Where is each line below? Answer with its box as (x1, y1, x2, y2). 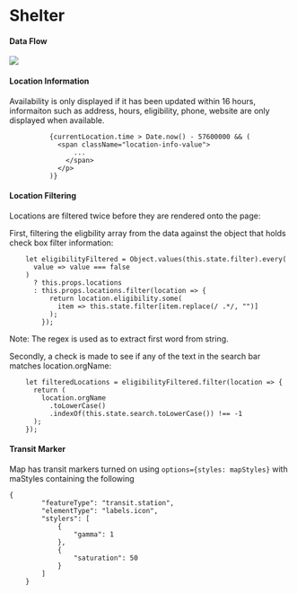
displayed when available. (9, 114, 105, 126)
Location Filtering (9, 191, 76, 201)
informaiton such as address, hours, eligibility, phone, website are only (9, 105, 271, 116)
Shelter (9, 5, 66, 26)
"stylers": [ (41, 514, 91, 523)
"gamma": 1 (73, 530, 115, 539)
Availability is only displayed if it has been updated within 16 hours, (9, 95, 256, 106)
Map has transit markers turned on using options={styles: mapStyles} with (9, 464, 289, 474)
